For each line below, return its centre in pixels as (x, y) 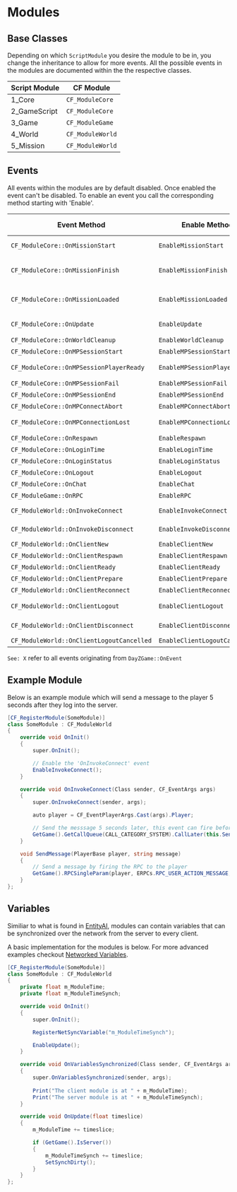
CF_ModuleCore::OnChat (49, 484)
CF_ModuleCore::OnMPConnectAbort (67, 406)
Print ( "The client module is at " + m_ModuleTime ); (110, 1091)
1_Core (23, 100)
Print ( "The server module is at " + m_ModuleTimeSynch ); (118, 1097)
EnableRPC (175, 495)
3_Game (25, 123)
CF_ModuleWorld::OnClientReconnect (71, 590)
